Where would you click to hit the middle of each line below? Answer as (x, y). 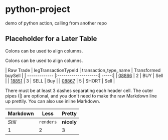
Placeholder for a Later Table (51, 39)
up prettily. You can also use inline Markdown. (53, 101)
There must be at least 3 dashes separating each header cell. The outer (79, 90)
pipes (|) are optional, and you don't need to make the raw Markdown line (81, 95)
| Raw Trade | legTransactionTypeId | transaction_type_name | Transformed (83, 70)
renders (48, 122)
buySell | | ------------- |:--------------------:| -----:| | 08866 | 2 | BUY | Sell (84, 75)
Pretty (69, 113)
